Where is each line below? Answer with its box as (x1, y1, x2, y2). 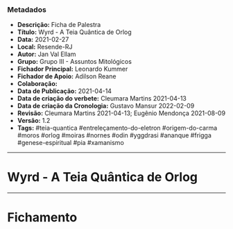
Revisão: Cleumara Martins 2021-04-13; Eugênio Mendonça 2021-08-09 (17, 109, 226, 117)
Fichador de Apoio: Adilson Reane (17, 72, 116, 80)
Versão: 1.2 (17, 117, 51, 125)
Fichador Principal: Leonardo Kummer (17, 65, 128, 74)
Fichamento (7, 210, 78, 226)
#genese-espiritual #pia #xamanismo (17, 139, 125, 147)
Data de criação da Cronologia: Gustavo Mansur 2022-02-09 (17, 102, 195, 110)
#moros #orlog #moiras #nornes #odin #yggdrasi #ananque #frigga (17, 131, 212, 139)
